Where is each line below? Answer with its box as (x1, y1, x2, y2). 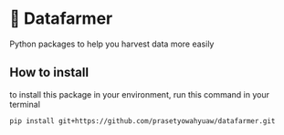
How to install (9, 65, 89, 80)
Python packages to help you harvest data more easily (9, 38, 215, 49)
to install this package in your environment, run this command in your (9, 88, 269, 99)
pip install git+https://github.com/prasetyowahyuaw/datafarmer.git (9, 116, 276, 126)
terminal (9, 99, 41, 109)
